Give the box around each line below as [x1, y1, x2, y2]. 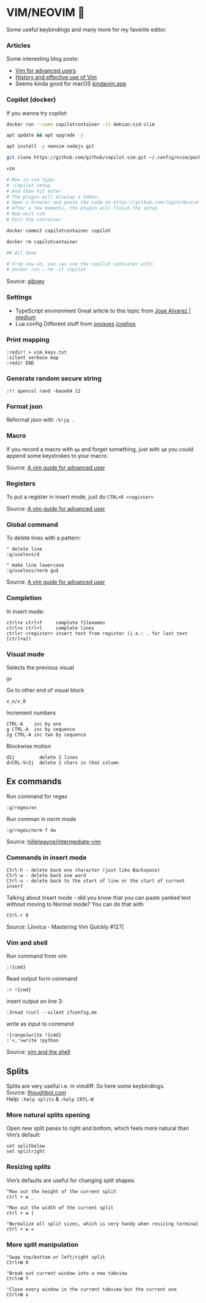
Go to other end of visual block [6, 686, 85, 694]
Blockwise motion [6, 742, 51, 749]
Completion [6, 594, 42, 602]
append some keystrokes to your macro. [6, 452, 109, 459]
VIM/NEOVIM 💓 [6, 6, 85, 20]
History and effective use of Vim [15, 74, 97, 81]
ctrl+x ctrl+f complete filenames [6, 619, 105, 625]
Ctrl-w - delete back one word [6, 873, 86, 879]
